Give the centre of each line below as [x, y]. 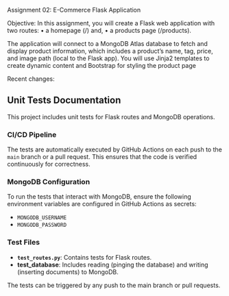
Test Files [23, 243]
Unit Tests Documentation [64, 100]
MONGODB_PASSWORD [42, 225]
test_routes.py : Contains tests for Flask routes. [84, 257]
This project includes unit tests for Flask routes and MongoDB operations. [111, 116]
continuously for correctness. [49, 164]
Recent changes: [31, 79]
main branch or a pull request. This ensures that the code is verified [102, 157]
